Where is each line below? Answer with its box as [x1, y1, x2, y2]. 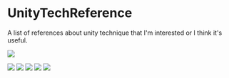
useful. [7, 35, 28, 44]
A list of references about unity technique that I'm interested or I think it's [7, 28, 223, 37]
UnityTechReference [7, 5, 133, 21]
